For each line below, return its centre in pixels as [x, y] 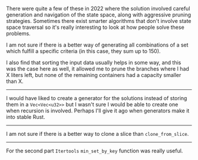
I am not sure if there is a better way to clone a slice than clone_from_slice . [98, 134]
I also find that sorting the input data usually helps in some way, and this [94, 62]
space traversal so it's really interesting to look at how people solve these [95, 27]
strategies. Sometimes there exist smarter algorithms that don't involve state [99, 21]
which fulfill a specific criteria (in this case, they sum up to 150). [83, 51]
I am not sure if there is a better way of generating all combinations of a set [97, 45]
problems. [18, 34]
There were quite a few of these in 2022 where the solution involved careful [98, 9]
